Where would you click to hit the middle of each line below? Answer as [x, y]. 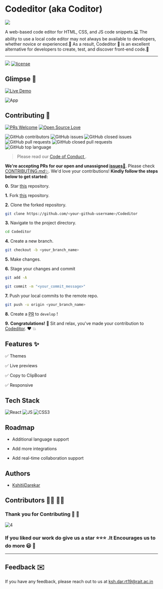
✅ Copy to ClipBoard [26, 375]
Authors [18, 473]
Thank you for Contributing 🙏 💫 [42, 514]
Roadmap [20, 427]
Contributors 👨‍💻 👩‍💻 [35, 500]
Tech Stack [22, 401]
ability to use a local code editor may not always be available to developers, [81, 39]
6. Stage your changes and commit [40, 269]
